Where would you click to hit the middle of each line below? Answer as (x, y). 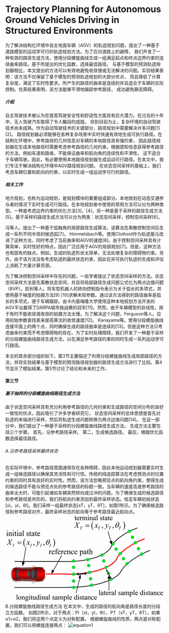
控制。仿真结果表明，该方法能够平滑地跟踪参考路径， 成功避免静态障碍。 (81, 89)
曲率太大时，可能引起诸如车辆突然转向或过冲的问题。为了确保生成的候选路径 (84, 493)
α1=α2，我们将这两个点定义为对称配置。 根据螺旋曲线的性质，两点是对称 (81, 619)
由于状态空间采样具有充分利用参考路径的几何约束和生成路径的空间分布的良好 (84, 407)
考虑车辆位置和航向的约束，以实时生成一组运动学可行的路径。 (69, 172)
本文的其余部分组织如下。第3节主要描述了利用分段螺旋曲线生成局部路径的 (81, 356)
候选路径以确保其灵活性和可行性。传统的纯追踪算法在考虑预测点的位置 (91, 473)
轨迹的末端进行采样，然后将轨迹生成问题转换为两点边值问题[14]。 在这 (78, 420)
